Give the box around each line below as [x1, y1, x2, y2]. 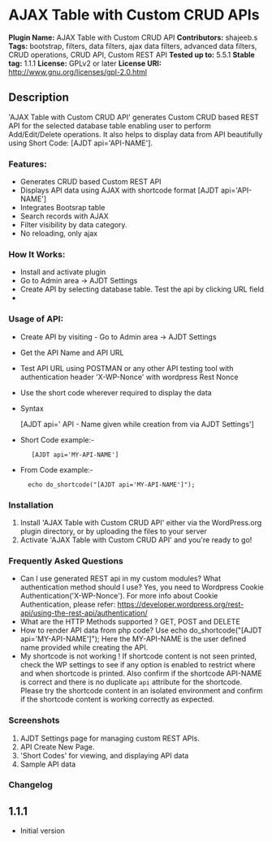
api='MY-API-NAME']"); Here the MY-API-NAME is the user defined [19, 634, 246, 644]
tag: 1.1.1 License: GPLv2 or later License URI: [8, 58, 162, 68]
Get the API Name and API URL [19, 348, 124, 357]
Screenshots [8, 715, 60, 726]
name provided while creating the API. [19, 643, 149, 653]
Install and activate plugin [19, 267, 106, 277]
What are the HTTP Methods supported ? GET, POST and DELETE [19, 617, 241, 627]
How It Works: [8, 248, 66, 260]
